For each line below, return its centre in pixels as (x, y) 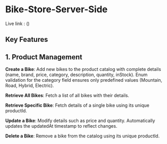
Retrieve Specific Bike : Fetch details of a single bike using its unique (77, 105)
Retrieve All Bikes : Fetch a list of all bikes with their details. (67, 95)
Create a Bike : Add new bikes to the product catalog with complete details (83, 69)
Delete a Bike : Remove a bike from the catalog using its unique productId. (82, 136)
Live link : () (17, 23)
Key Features (27, 40)
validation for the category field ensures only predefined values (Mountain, (84, 80)
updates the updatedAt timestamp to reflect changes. (61, 126)
